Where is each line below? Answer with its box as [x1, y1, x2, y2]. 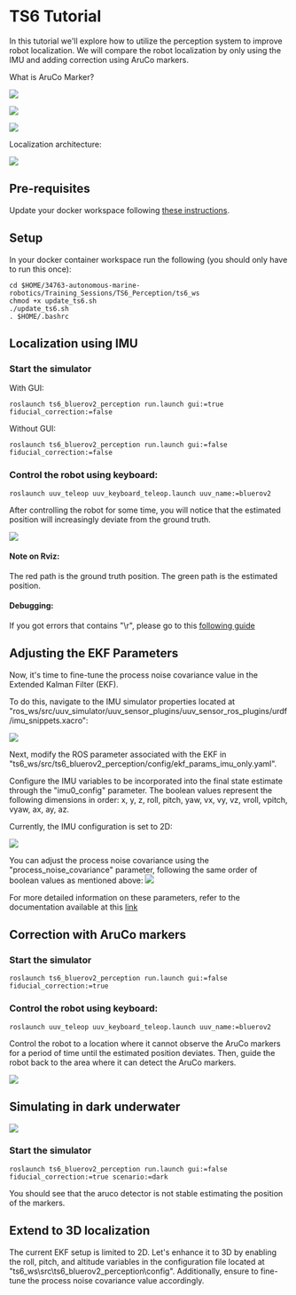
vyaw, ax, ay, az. [9, 804, 69, 814]
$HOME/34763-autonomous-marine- [20, 281, 141, 290]
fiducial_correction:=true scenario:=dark [9, 1172, 168, 1181]
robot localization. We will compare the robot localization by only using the [9, 44, 282, 55]
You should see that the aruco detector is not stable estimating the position [9, 1188, 284, 1198]
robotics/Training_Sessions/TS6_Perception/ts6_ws [9, 289, 200, 298]
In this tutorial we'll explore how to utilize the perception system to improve [9, 36, 283, 46]
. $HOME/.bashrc [9, 312, 69, 321]
